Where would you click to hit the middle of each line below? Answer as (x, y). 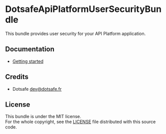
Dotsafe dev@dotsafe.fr (37, 89)
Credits (17, 77)
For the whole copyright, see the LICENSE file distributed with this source (81, 122)
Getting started (28, 61)
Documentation (30, 49)
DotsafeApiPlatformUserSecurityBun (83, 9)
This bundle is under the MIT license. (43, 117)
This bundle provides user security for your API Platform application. (76, 33)
